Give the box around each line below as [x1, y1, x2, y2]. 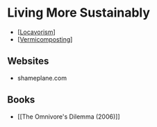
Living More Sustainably [7, 5, 151, 21]
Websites [7, 56, 49, 67]
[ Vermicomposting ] [17, 35, 73, 43]
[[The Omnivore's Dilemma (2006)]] [17, 112, 120, 121]
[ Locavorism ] [17, 28, 56, 36]
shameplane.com [17, 74, 67, 82]
